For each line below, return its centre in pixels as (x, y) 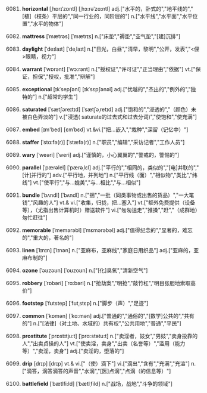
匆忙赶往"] (34, 217)
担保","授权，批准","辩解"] (64, 77)
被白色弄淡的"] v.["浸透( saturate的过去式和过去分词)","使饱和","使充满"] (109, 117)
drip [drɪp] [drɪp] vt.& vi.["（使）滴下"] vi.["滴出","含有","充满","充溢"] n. (109, 363)
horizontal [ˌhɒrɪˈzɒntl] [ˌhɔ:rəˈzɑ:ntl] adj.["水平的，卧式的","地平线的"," (107, 9)
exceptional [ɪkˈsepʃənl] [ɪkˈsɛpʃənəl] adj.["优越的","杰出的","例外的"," (106, 89)
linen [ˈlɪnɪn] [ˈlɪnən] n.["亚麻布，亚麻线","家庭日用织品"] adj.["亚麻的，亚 (110, 250)
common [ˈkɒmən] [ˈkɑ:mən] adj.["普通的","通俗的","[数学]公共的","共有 (108, 316)
